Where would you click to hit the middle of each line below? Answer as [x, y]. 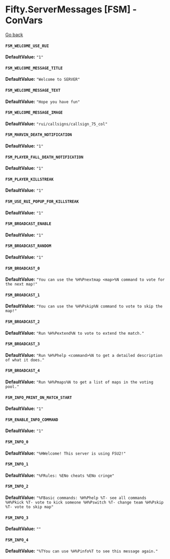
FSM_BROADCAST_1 [23, 295]
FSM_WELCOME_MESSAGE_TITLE [34, 68]
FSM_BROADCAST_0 [23, 268]
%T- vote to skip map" [29, 507]
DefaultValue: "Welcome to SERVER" [43, 79]
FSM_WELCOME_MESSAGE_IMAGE [34, 113]
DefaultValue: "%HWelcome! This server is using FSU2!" [66, 453]
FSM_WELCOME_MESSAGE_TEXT [33, 90]
